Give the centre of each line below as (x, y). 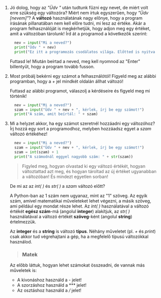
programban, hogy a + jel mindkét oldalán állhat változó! (67, 81)
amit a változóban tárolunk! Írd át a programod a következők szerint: (79, 34)
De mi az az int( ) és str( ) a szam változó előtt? (57, 186)
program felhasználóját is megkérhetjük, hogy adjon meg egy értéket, (80, 29)
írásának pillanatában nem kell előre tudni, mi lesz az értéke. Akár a (78, 23)
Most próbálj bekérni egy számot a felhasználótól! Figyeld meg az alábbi (83, 76)
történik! (18, 96)
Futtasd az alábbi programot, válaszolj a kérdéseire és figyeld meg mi (80, 90)
